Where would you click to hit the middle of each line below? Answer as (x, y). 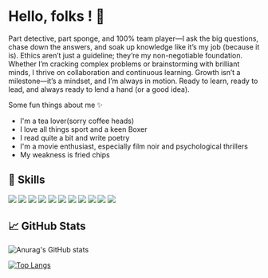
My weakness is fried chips (65, 154)
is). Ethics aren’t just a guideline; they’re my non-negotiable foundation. (126, 55)
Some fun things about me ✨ (56, 105)
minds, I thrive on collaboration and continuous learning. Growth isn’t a (124, 72)
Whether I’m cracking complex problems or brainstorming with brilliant (124, 64)
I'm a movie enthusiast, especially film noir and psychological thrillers (134, 146)
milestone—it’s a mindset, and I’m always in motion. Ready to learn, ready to (133, 81)
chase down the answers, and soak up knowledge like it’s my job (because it (134, 46)
